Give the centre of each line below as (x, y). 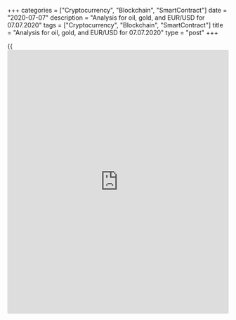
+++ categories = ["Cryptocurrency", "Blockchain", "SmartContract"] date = (117, 10)
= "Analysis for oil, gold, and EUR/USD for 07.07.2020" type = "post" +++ (113, 32)
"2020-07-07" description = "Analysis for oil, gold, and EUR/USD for (106, 18)
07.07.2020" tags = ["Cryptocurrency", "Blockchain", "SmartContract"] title (115, 25)
